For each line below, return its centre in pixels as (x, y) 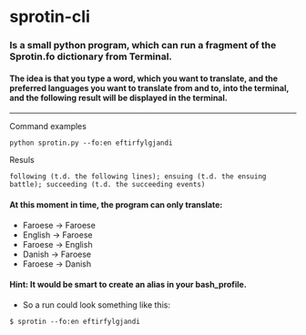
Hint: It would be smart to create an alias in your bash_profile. (128, 285)
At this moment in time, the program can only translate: (116, 204)
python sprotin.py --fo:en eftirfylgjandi (91, 143)
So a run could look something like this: (97, 305)
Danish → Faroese (57, 254)
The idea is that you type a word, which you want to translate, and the (144, 78)
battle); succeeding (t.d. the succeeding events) (107, 185)
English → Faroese (57, 235)
